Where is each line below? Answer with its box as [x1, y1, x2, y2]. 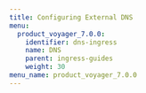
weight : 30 [25, 63, 66, 72]
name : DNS [25, 46, 62, 55]
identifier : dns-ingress [25, 37, 118, 47]
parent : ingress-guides [25, 54, 114, 63]
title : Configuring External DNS [9, 12, 134, 22]
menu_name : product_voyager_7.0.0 [9, 71, 138, 80]
